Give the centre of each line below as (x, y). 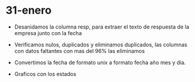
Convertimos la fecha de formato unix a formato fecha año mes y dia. (100, 62)
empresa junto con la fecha (48, 33)
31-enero (28, 10)
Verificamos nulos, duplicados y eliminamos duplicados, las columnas (100, 45)
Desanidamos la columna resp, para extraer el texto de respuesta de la (102, 27)
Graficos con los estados (45, 74)
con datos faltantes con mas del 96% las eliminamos (79, 51)
